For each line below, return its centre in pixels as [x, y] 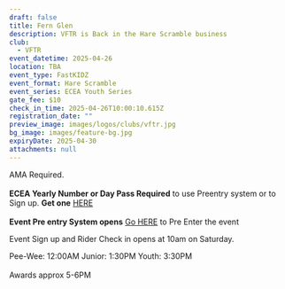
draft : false [33, 17]
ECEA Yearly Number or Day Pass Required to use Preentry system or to [142, 193]
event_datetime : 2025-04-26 [61, 59]
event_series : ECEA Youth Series [71, 91]
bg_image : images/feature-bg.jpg [71, 133]
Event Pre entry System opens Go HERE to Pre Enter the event [124, 222]
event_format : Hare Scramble [63, 83]
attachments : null [43, 149]
